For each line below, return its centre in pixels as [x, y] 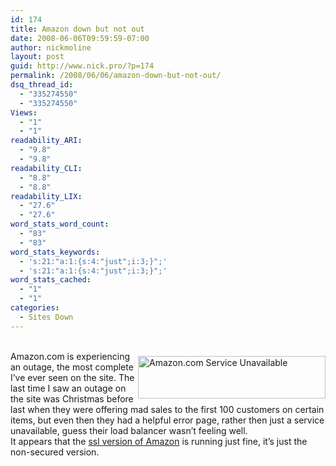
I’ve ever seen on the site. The [72, 377]
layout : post [37, 57]
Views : [24, 112]
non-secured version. [55, 452]
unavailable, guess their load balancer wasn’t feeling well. [129, 430]
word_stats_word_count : [60, 224]
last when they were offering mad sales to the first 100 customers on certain [167, 409]
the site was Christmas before [72, 398]
